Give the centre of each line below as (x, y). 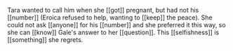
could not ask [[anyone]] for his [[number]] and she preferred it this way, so (116, 25)
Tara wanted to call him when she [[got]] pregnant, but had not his (103, 10)
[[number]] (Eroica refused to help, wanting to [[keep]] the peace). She (110, 17)
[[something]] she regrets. (45, 40)
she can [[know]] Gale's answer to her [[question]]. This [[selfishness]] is (113, 32)
